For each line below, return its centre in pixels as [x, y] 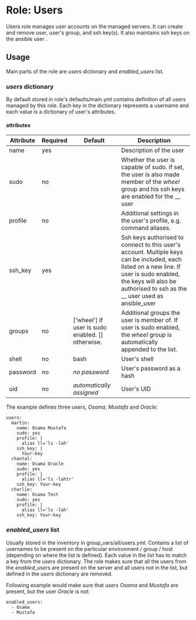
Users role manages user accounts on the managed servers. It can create [94, 26]
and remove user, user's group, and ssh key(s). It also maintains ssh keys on [98, 32]
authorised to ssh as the [154, 289]
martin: [21, 423]
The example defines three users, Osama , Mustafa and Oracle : [82, 407]
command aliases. [146, 228]
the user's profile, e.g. [151, 221]
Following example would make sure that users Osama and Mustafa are [92, 585]
